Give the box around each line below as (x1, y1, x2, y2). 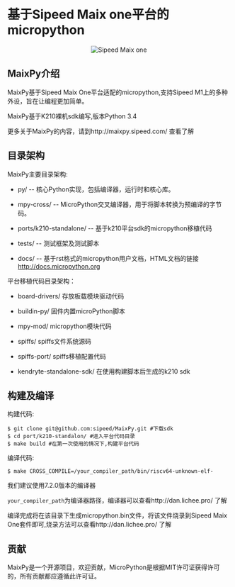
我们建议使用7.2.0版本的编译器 (7, 481, 96, 490)
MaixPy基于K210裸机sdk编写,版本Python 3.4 (7, 111, 137, 121)
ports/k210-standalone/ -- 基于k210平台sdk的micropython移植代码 (17, 224, 212, 233)
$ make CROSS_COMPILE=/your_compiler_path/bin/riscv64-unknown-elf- (7, 468, 214, 475)
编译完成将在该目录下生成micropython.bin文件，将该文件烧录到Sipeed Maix (7, 511, 228, 520)
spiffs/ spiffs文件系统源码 (17, 337, 92, 345)
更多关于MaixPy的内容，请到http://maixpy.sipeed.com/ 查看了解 (7, 127, 195, 135)
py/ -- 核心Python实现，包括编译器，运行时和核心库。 (17, 185, 175, 194)
